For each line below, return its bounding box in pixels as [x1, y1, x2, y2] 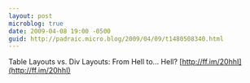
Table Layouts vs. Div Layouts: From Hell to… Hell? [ [8, 57, 182, 67]
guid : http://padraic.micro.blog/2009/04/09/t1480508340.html [8, 34, 224, 43]
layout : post [8, 11, 53, 20]
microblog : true [8, 20, 64, 28]
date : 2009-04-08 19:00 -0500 [8, 27, 112, 35]
